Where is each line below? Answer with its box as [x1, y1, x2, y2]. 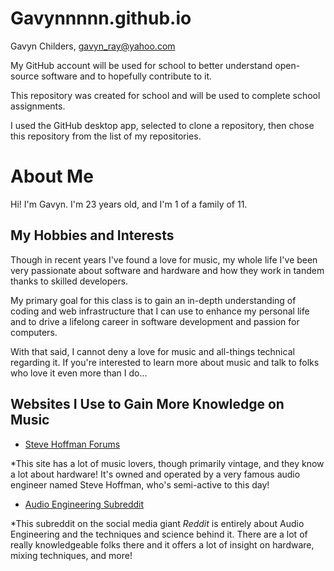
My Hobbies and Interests [10, 227, 175, 244]
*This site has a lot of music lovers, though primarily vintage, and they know [10, 457, 325, 469]
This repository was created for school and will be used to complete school [10, 89, 321, 101]
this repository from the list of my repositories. [10, 130, 202, 142]
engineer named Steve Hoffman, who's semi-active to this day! [10, 478, 270, 491]
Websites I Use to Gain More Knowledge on [10, 396, 285, 413]
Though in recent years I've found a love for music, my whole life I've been [10, 253, 318, 266]
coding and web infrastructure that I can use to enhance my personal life [10, 305, 310, 317]
